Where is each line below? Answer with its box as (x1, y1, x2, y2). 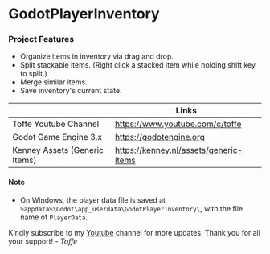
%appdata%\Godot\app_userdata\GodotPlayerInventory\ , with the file (19, 203, 243, 213)
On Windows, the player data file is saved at (19, 195, 166, 205)
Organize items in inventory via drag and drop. (19, 51, 174, 61)
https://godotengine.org (115, 132, 205, 143)
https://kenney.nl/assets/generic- (115, 145, 243, 156)
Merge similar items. (19, 77, 88, 87)
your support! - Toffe (8, 236, 78, 246)
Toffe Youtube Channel (12, 118, 100, 129)
